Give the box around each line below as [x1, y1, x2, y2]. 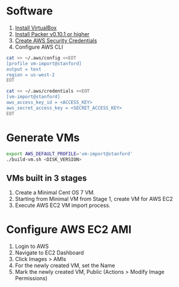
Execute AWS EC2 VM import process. [14, 202, 111, 209]
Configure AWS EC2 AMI [6, 223, 132, 236]
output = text [6, 66, 42, 72]
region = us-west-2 [6, 72, 55, 78]
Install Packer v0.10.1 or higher [14, 30, 90, 37]
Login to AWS [14, 242, 49, 250]
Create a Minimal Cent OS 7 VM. [14, 189, 95, 196]
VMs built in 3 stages [6, 173, 87, 183]
